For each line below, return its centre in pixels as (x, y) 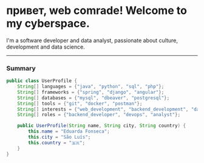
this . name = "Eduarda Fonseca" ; (69, 131)
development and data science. (46, 47)
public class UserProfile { (42, 81)
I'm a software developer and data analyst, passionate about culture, (92, 40)
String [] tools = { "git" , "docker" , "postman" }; (80, 103)
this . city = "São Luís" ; (59, 137)
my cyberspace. (48, 23)
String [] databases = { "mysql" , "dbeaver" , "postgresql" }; (93, 98)
